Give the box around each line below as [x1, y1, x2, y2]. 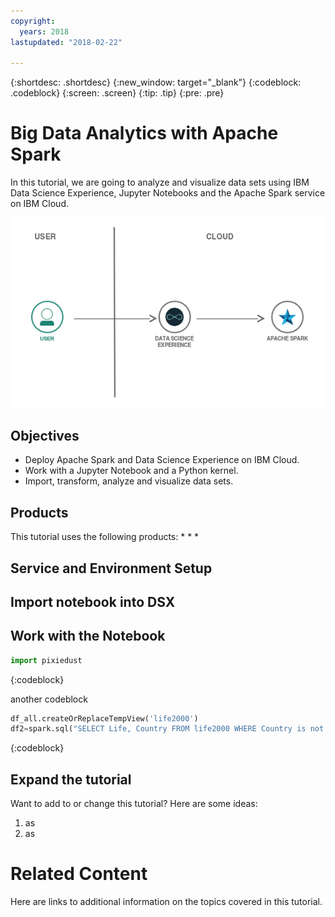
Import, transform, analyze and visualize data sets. [24, 475, 234, 487]
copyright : [10, 16, 56, 26]
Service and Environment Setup [10, 560, 213, 577]
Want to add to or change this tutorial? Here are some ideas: [10, 798, 258, 810]
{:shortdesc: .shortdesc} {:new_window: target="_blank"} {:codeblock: [10, 76, 302, 89]
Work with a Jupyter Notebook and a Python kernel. [24, 465, 239, 477]
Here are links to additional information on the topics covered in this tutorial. [10, 896, 323, 908]
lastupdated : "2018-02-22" [10, 37, 123, 47]
